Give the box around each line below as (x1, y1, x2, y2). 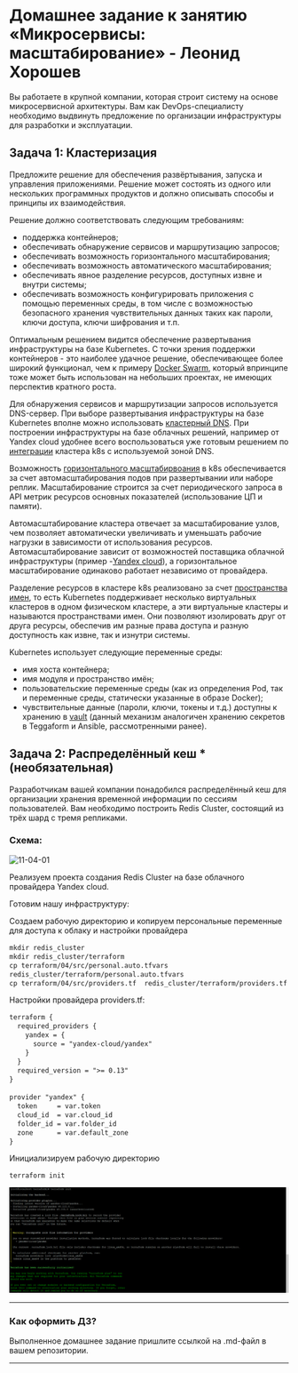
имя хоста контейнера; (21, 664, 110, 675)
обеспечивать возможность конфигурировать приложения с (21, 288, 255, 299)
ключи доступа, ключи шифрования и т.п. (21, 316, 180, 327)
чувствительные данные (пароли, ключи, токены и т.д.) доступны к (21, 701, 278, 712)
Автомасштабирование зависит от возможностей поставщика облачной (9, 546, 285, 556)
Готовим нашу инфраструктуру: (9, 898, 130, 909)
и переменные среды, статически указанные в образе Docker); (21, 692, 263, 703)
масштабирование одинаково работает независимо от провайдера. (9, 565, 269, 576)
